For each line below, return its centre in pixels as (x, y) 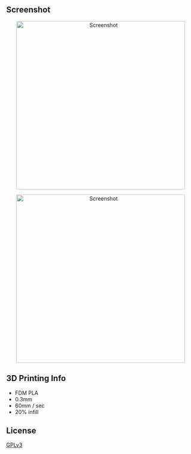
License (21, 431)
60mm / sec (30, 406)
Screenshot (28, 10)
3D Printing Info (36, 378)
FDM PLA (27, 393)
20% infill (27, 412)
